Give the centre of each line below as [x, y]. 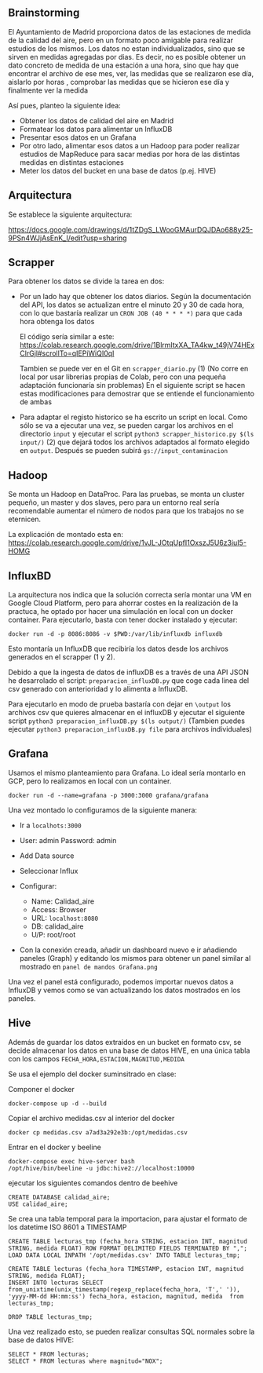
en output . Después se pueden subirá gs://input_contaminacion [124, 451]
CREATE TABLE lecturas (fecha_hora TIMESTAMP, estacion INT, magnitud [126, 1269]
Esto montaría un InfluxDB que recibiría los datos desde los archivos [119, 649]
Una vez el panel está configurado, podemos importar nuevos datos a [121, 981]
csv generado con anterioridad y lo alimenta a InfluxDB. [98, 689]
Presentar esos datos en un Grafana [78, 137]
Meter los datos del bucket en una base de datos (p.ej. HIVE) [118, 170]
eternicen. [25, 519]
